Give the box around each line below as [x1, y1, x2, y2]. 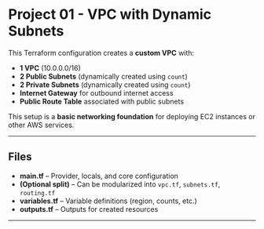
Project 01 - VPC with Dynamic [8, 5, 212, 24]
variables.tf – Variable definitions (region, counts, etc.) [19, 196, 198, 205]
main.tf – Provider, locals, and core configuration [19, 171, 179, 180]
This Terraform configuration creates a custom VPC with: [8, 48, 195, 57]
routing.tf [19, 189, 56, 197]
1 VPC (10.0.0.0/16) [19, 63, 81, 72]
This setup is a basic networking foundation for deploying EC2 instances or [8, 111, 255, 121]
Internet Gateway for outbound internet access [19, 88, 174, 97]
